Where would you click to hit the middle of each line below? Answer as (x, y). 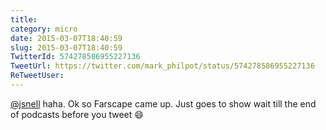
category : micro (44, 29)
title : (24, 19)
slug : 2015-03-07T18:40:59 (66, 47)
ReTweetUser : (37, 76)
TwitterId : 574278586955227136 (75, 57)
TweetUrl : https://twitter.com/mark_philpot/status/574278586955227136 (162, 66)
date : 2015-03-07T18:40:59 (66, 38)
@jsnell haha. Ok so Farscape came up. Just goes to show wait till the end (163, 103)
